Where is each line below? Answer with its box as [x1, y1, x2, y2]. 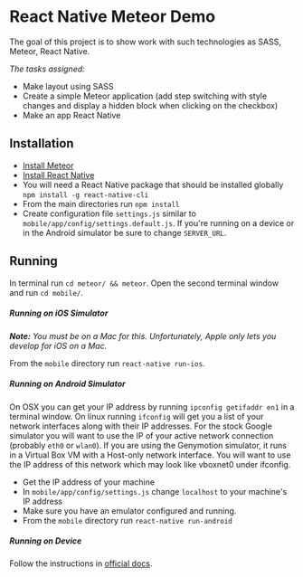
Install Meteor [22, 160, 74, 171]
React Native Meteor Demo [9, 6, 215, 27]
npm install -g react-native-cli [22, 190, 149, 200]
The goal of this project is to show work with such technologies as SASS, [9, 36, 282, 47]
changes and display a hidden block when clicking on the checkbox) [22, 99, 279, 110]
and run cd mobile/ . [9, 287, 84, 298]
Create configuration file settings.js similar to [22, 208, 197, 219]
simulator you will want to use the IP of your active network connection [9, 430, 274, 440]
